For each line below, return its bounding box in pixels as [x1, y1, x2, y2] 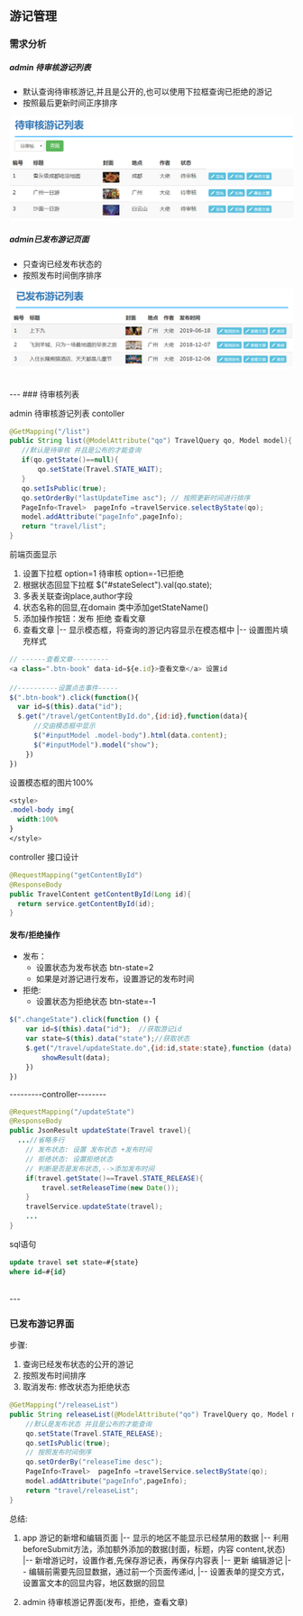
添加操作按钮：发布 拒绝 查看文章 [22, 613, 146, 624]
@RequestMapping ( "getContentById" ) [9, 870, 143, 879]
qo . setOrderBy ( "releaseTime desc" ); [25, 1457, 164, 1467]
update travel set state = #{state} [9, 1257, 140, 1267]
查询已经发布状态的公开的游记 [22, 1359, 133, 1370]
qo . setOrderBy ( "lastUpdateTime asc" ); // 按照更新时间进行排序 [21, 493, 251, 502]
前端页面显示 [9, 549, 57, 560]
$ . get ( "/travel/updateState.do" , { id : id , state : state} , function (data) [25, 1044, 293, 1053]
